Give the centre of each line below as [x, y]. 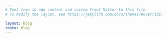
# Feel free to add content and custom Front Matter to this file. [77, 10]
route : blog [17, 28]
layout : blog [19, 23]
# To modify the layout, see [35, 14]
